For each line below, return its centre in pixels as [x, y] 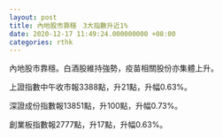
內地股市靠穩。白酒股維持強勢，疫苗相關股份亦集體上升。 [114, 68]
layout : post [33, 17]
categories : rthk [41, 42]
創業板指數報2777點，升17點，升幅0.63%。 [88, 125]
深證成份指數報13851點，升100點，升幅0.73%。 [96, 106]
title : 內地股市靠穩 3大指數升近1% [69, 26]
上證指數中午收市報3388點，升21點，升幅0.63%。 [101, 87]
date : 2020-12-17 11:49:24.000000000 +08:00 [92, 34]
